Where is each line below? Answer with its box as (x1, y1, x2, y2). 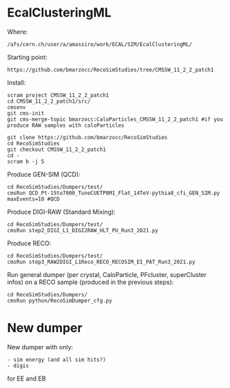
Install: (7, 78, 26, 87)
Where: (7, 28, 28, 36)
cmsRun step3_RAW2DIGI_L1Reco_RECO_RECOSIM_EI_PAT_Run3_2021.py (7, 258, 196, 265)
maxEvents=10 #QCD (7, 195, 60, 203)
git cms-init (7, 110, 45, 116)
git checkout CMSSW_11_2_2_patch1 (7, 146, 107, 153)
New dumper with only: (7, 343, 74, 351)
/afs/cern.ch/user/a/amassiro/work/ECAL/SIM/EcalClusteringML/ (7, 41, 193, 48)
